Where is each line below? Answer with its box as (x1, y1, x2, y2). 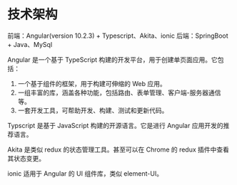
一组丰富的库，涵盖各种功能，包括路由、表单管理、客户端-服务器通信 (17, 88, 221, 97)
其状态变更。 (7, 154, 45, 162)
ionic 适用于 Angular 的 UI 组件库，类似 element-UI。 (7, 169, 163, 178)
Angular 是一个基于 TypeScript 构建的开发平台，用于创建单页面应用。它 (7, 55, 218, 64)
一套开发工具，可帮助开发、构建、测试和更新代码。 (17, 106, 168, 115)
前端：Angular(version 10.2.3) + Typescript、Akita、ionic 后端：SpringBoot (7, 31, 228, 40)
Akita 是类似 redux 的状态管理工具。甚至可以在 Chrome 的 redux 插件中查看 (7, 145, 230, 154)
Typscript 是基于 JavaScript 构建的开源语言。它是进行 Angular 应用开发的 (7, 121, 223, 129)
